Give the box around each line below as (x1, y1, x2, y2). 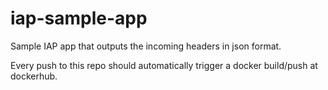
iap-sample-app (10, 7, 148, 30)
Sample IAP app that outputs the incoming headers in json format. (10, 40, 282, 52)
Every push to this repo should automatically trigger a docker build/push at (10, 59, 318, 71)
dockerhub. (10, 70, 58, 82)
